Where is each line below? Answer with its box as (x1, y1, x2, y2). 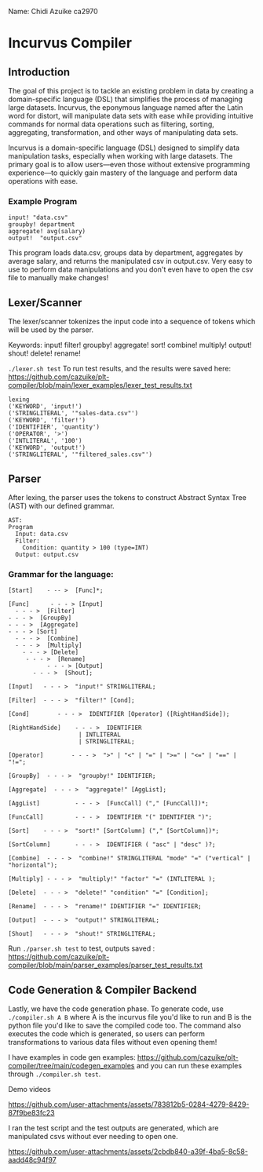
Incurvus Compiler (8, 35, 132, 52)
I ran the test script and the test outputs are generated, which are (8, 1123, 219, 1133)
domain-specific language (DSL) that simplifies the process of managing (8, 94, 243, 104)
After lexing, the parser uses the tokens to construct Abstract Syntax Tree (8, 492, 247, 502)
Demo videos (8, 1085, 51, 1094)
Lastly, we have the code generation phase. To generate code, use (8, 1004, 224, 1013)
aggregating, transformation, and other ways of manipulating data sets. (8, 128, 239, 137)
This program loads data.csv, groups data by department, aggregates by (8, 248, 243, 257)
